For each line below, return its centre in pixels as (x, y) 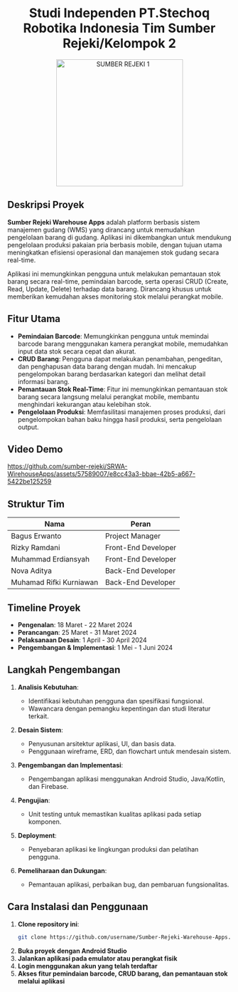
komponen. (45, 822)
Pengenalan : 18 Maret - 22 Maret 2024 (75, 625)
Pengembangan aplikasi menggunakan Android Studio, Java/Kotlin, (127, 779)
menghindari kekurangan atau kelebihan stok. (84, 404)
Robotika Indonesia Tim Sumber (119, 28)
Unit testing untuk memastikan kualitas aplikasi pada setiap (115, 814)
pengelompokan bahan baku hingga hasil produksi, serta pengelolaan (120, 419)
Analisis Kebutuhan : (48, 687)
